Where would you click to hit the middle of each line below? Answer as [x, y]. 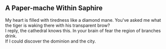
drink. [11, 36]
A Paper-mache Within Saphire [54, 8]
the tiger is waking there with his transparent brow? [57, 25]
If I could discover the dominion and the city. [51, 41]
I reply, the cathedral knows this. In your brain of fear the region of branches [83, 30]
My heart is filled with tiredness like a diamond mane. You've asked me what [83, 20]
